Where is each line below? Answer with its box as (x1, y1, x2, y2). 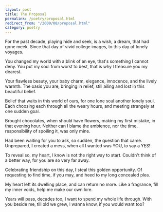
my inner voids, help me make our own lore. (5, 187, 93, 193)
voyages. (5, 49, 23, 55)
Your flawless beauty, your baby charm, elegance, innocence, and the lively (5, 78, 157, 84)
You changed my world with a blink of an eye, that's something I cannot (5, 58, 148, 64)
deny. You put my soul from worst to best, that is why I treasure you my (5, 64, 148, 70)
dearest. (5, 69, 22, 75)
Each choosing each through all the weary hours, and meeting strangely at (5, 103, 155, 109)
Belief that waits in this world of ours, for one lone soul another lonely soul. (5, 98, 155, 104)
